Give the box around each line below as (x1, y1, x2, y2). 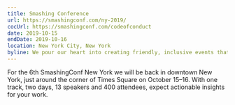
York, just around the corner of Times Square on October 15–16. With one (7, 75, 218, 83)
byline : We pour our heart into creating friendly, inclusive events (7, 49, 215, 56)
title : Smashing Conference (7, 10, 90, 17)
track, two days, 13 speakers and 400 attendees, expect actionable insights (7, 83, 225, 91)
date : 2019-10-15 (7, 29, 58, 37)
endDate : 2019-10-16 (7, 36, 68, 43)
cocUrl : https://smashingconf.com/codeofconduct (7, 23, 152, 30)
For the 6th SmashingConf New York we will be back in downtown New (7, 67, 213, 76)
